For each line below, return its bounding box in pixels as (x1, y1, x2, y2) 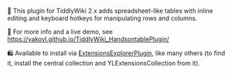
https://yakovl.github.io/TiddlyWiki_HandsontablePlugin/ (7, 35, 170, 43)
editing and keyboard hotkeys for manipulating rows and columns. (7, 14, 198, 22)
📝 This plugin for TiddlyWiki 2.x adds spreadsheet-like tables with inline (7, 7, 213, 15)
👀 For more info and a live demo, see (7, 28, 113, 36)
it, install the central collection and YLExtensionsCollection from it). (7, 59, 201, 67)
